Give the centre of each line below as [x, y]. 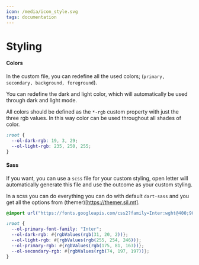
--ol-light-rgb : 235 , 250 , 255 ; [52, 146]
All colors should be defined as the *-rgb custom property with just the [93, 112]
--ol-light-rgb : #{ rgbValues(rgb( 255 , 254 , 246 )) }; [77, 240]
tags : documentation [32, 17]
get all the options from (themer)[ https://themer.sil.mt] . [73, 202]
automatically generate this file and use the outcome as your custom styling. [99, 185]
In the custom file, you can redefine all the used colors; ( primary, [86, 76]
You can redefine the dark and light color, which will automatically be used [97, 94]
